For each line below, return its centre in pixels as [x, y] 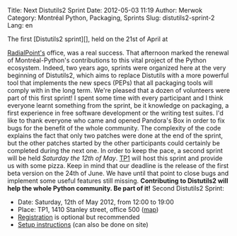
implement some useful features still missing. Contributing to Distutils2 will [118, 181]
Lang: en [20, 25]
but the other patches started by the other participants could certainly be [114, 143]
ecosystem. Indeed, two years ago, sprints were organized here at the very [117, 68]
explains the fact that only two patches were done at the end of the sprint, [115, 135]
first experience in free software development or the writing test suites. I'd [116, 113]
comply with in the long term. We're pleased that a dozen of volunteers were [119, 90]
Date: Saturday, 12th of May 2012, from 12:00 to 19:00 [96, 202]
